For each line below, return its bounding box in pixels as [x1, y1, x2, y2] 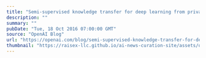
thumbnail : [6, 43, 34, 49]
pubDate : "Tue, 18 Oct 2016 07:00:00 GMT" [6, 25, 116, 32]
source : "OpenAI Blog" [6, 31, 64, 37]
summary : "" [6, 20, 37, 26]
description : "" [6, 14, 48, 21]
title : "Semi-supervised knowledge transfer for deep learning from [6, 8, 185, 15]
